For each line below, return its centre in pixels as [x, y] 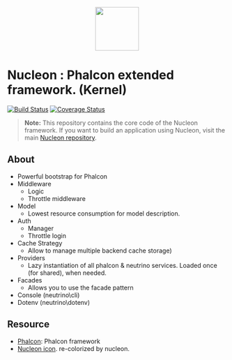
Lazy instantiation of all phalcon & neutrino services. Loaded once [122, 265]
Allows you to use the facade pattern [80, 287]
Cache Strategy [40, 243]
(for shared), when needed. [67, 273]
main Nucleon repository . [61, 137]
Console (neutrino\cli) [48, 295]
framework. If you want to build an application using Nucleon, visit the [125, 130]
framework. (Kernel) [67, 90]
